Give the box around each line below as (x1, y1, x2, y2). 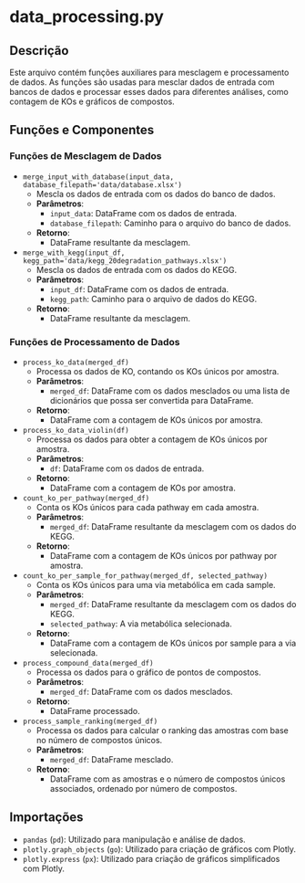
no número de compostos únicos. (36, 734, 163, 745)
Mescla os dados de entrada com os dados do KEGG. (36, 264, 238, 275)
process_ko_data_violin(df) (22, 426, 129, 435)
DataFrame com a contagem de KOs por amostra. (49, 482, 237, 493)
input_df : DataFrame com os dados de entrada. (49, 283, 229, 294)
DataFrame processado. (49, 705, 141, 716)
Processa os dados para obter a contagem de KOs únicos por (36, 434, 269, 445)
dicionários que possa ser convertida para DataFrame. (49, 394, 254, 405)
